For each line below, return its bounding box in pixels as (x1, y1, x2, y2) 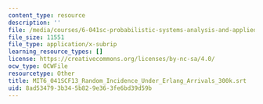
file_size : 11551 (8, 33, 65, 41)
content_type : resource (8, 11, 86, 20)
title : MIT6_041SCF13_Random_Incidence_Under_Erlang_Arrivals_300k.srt (8, 77, 247, 84)
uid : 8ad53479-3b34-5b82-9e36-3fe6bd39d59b (8, 84, 153, 92)
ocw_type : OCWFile (8, 63, 68, 70)
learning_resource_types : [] (8, 48, 103, 56)
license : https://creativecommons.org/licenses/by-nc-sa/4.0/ (8, 56, 215, 63)
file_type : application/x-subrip (8, 41, 117, 48)
